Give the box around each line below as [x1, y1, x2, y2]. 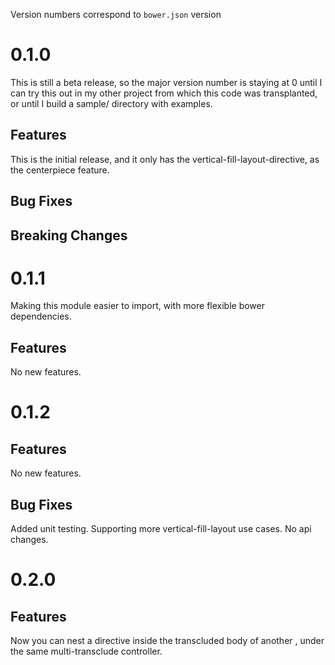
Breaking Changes [10, 227, 128, 244]
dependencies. [10, 310, 72, 323]
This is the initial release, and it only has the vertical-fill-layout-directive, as [10, 153, 320, 165]
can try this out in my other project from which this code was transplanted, [10, 87, 318, 99]
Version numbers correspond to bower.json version [10, 9, 222, 20]
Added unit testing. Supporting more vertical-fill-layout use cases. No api [10, 523, 312, 535]
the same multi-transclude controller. [10, 645, 163, 658]
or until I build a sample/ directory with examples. [10, 97, 213, 109]
